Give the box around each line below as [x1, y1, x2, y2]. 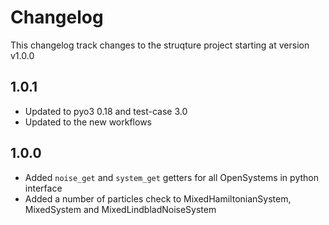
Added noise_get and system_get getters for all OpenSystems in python [24, 171, 319, 183]
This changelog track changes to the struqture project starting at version [10, 39, 310, 51]
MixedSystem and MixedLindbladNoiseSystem [24, 203, 217, 215]
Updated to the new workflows [24, 116, 152, 128]
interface [24, 182, 63, 194]
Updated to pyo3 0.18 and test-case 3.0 [24, 105, 188, 117]
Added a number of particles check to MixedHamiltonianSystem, [24, 192, 292, 205]
